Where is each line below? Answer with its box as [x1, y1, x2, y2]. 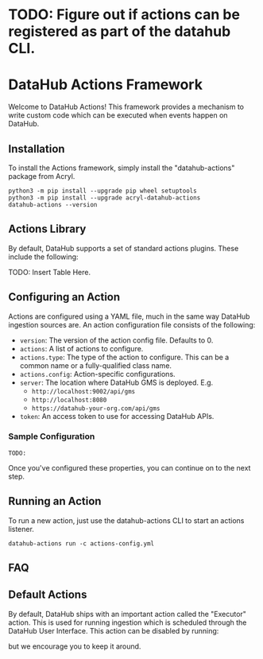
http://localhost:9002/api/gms [31, 387, 136, 395]
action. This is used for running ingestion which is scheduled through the [8, 618, 247, 627]
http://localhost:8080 [31, 396, 107, 404]
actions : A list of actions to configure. [19, 343, 144, 353]
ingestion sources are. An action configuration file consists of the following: [8, 320, 256, 329]
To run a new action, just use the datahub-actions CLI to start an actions [8, 515, 245, 525]
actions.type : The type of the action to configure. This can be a [19, 352, 230, 362]
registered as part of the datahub [8, 22, 231, 41]
